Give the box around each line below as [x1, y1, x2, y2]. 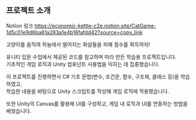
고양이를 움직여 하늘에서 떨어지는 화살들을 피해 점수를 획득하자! [6, 40, 151, 48]
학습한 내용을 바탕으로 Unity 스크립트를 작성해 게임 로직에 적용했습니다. [6, 87, 169, 95]
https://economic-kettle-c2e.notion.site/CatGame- [34, 22, 157, 29]
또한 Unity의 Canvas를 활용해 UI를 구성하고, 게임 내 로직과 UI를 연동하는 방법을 [6, 100, 188, 107]
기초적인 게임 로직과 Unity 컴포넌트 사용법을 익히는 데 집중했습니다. [6, 60, 160, 67]
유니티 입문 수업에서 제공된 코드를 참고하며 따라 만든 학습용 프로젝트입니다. [6, 53, 177, 60]
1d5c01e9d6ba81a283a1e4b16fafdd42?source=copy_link [6, 29, 143, 36]
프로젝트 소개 [6, 5, 51, 16]
